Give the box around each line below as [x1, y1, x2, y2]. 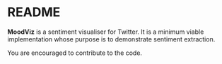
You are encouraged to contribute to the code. [7, 49, 143, 57]
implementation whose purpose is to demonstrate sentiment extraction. [7, 34, 216, 43]
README [7, 4, 61, 20]
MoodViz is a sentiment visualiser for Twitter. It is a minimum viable [7, 27, 204, 36]
